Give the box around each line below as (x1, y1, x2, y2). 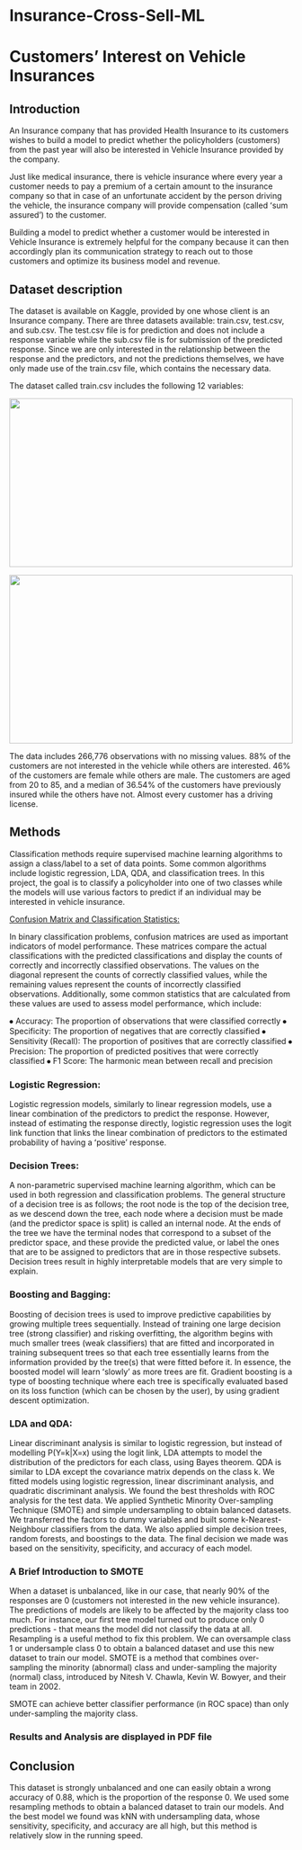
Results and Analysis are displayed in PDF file (9, 1730, 213, 1743)
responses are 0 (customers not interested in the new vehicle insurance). (9, 1595, 280, 1606)
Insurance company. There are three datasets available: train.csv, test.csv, (9, 316, 285, 326)
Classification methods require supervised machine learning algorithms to (9, 848, 283, 859)
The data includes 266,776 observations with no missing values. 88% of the (9, 751, 291, 761)
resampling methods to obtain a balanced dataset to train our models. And (9, 1801, 285, 1812)
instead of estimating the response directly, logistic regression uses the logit (9, 1118, 292, 1129)
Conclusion (9, 1758, 75, 1774)
